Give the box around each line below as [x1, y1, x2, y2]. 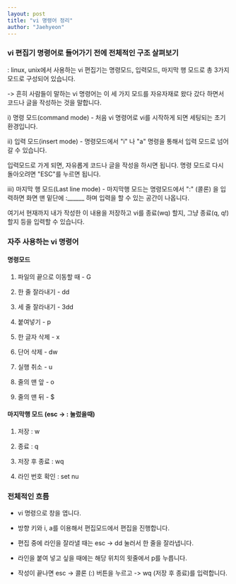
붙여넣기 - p [17, 317, 52, 326]
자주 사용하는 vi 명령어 [7, 237, 79, 246]
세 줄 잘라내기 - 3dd [17, 302, 74, 311]
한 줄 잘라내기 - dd [17, 287, 70, 296]
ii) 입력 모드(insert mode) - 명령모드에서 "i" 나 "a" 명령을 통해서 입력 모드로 [7, 137, 216, 145]
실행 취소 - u [17, 362, 53, 371]
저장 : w [17, 427, 40, 435]
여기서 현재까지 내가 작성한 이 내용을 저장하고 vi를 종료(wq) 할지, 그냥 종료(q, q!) [7, 208, 230, 217]
